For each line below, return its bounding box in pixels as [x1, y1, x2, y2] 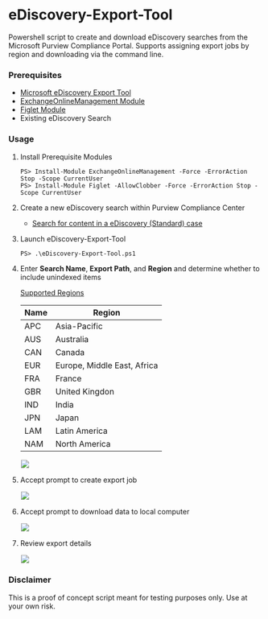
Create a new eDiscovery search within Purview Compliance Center [19, 203, 245, 213]
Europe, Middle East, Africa [55, 360, 159, 371]
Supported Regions [19, 287, 85, 297]
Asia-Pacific [55, 320, 103, 332]
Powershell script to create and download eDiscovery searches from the [8, 32, 248, 42]
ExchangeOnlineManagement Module [19, 97, 145, 106]
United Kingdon [55, 386, 115, 397]
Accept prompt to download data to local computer [19, 506, 190, 516]
